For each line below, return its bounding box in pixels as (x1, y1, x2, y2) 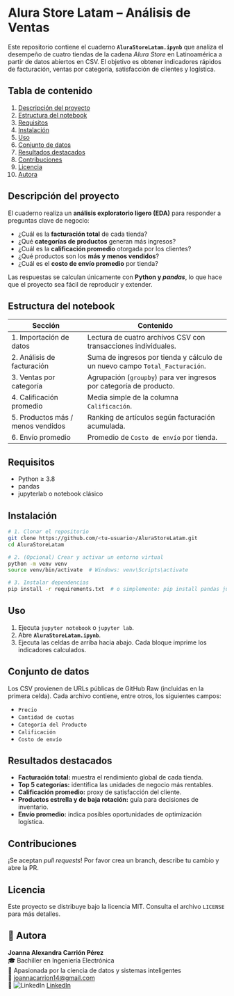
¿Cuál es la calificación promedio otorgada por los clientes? (17, 244, 192, 253)
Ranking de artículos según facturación (87, 413, 215, 422)
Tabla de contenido (8, 85, 93, 97)
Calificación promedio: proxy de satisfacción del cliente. (17, 788, 182, 796)
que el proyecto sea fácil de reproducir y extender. (8, 280, 153, 288)
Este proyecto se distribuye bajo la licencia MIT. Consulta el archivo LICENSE (8, 903, 225, 911)
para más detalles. (8, 910, 61, 918)
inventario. (17, 803, 49, 812)
